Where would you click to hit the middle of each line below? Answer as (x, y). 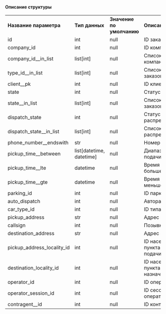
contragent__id (25, 305)
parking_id (20, 194)
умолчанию (124, 32)
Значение (122, 19)
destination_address (31, 234)
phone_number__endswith (38, 143)
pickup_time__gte (28, 182)
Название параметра (34, 26)
